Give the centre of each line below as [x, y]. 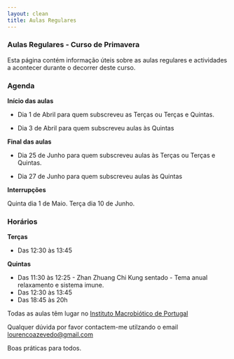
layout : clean [28, 14]
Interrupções [27, 190]
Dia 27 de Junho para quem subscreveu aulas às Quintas [100, 177]
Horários [22, 222]
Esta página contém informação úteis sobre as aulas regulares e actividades [117, 60]
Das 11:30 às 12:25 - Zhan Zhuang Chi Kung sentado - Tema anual [112, 278]
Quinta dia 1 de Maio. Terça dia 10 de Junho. [71, 203]
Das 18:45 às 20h [42, 300]
